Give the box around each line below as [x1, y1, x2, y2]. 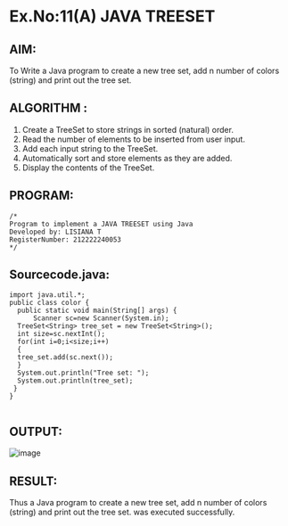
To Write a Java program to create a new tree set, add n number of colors [9, 65, 280, 76]
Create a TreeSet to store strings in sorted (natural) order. [21, 124, 235, 135]
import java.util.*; [9, 291, 86, 300]
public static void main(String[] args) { [17, 306, 177, 316]
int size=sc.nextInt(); [17, 330, 105, 339]
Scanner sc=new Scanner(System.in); [32, 314, 169, 323]
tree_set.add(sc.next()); [17, 353, 114, 362]
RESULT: [9, 473, 58, 489]
